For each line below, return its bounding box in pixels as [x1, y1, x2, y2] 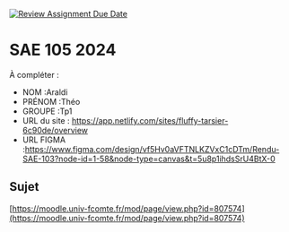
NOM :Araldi [22, 86, 68, 98]
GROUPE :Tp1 [22, 106, 73, 116]
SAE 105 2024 [9, 40, 117, 60]
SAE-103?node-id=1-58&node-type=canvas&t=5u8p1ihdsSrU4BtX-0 [22, 153, 276, 164]
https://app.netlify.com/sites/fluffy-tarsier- [71, 115, 229, 125]
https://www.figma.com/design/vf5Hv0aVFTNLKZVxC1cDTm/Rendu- [24, 143, 280, 154]
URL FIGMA [22, 134, 66, 145]
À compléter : [9, 69, 60, 80]
